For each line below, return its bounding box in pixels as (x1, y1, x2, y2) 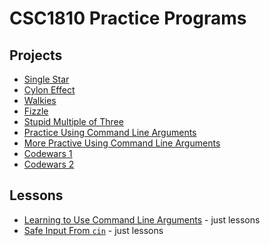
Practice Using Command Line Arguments (23, 127, 197, 138)
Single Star (23, 73, 70, 85)
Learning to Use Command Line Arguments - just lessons (23, 213, 261, 226)
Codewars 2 (23, 158, 75, 170)
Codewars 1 (23, 148, 73, 159)
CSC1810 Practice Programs (9, 7, 247, 30)
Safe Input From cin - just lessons (23, 224, 164, 236)
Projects (9, 47, 63, 64)
